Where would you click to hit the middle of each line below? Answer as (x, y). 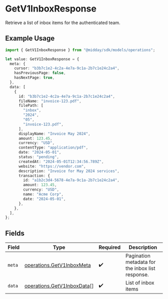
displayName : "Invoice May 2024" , (54, 133)
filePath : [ (31, 106)
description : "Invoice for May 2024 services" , (69, 171)
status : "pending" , (38, 157)
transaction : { (34, 176)
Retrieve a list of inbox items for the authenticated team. (63, 23)
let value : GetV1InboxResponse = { (42, 59)
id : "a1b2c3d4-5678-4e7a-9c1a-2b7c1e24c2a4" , (71, 180)
